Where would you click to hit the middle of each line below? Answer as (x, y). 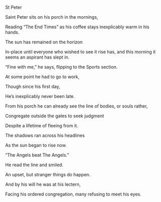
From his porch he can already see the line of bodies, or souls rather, (76, 106)
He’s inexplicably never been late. (40, 96)
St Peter (14, 7)
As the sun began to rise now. (36, 145)
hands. (12, 32)
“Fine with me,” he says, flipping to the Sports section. (61, 67)
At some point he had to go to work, (42, 77)
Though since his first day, (33, 86)
